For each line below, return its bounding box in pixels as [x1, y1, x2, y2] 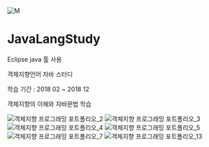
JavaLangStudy [7, 31, 101, 47]
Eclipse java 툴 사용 [7, 55, 62, 63]
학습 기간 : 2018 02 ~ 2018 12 [7, 85, 89, 93]
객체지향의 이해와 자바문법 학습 [7, 99, 92, 108]
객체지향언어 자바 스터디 [7, 70, 73, 78]
